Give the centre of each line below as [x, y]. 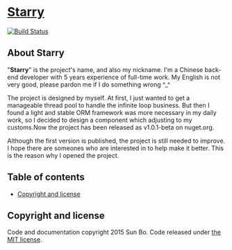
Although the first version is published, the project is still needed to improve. [116, 141]
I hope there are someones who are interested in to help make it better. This [116, 148]
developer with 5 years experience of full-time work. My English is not [120, 77]
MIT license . [25, 240]
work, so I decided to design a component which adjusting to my [100, 120]
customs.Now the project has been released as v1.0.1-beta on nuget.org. [111, 127]
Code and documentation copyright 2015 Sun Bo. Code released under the [114, 232]
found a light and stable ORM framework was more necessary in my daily [112, 112]
